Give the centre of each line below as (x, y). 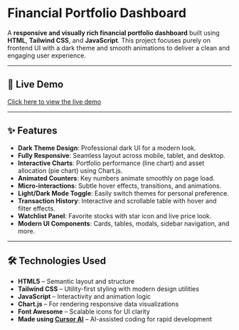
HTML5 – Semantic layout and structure (76, 282)
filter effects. (36, 208)
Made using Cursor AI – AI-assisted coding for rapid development (115, 319)
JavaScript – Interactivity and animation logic (84, 297)
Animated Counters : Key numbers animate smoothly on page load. (116, 178)
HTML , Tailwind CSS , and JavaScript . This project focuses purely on (109, 40)
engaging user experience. (47, 55)
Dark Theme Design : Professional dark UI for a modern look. (107, 148)
